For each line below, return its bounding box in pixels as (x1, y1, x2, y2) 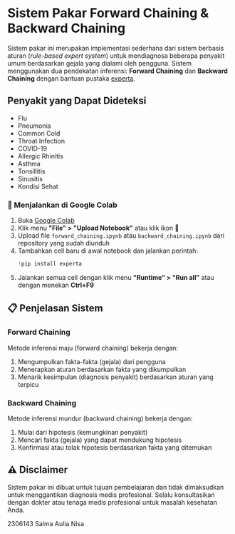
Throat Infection (17, 136, 66, 145)
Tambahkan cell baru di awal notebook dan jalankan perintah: (17, 246, 198, 255)
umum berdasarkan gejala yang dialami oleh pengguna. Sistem (7, 59, 192, 67)
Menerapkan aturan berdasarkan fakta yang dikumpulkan (17, 365, 187, 373)
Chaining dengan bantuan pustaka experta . (7, 74, 135, 83)
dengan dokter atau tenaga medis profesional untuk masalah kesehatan (7, 498, 218, 506)
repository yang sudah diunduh (17, 239, 110, 248)
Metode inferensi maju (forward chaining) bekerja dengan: (7, 343, 179, 352)
